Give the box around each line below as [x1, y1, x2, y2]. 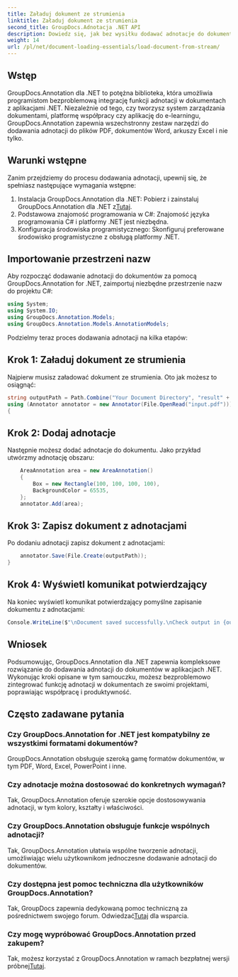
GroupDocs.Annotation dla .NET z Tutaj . [17, 202, 132, 210]
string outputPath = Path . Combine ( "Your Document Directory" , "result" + [7, 394, 230, 401]
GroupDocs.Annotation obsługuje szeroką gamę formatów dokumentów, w [7, 755, 225, 763]
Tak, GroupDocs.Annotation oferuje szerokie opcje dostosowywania [7, 796, 206, 804]
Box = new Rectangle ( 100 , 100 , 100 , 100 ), [33, 480, 160, 487]
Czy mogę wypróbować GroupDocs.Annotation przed [7, 929, 196, 939]
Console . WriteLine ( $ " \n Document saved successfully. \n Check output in [7, 619, 220, 626]
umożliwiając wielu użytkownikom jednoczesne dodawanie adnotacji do [7, 853, 217, 862]
